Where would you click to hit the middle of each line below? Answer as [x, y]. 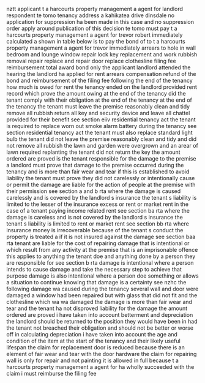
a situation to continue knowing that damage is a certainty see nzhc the [96, 282]
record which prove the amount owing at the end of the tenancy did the [96, 93]
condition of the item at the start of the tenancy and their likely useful [93, 341]
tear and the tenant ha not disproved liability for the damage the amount [97, 308]
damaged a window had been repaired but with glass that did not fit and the [102, 295]
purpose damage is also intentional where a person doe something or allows [102, 276]
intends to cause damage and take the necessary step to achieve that [94, 269]
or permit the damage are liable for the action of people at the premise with [101, 184]
